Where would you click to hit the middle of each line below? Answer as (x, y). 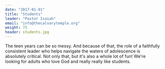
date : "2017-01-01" (25, 9)
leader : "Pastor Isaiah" (30, 18)
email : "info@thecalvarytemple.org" (42, 23)
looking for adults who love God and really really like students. (68, 61)
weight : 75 (16, 28)
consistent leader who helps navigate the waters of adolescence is (73, 51)
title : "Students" (24, 14)
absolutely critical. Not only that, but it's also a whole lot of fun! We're (75, 56)
